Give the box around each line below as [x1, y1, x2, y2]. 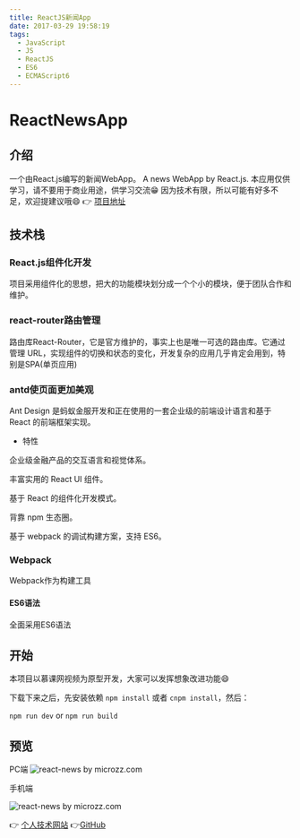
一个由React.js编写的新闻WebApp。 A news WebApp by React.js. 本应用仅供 [9, 173, 291, 184]
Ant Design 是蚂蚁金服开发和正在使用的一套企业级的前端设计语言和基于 [9, 405, 272, 417]
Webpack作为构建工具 [9, 575, 92, 586]
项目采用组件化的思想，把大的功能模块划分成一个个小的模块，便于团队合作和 [9, 279, 292, 289]
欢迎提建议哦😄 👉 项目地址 [24, 195, 126, 206]
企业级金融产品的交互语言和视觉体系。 [9, 454, 150, 466]
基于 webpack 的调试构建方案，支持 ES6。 [9, 531, 167, 542]
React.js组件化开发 [9, 256, 92, 269]
